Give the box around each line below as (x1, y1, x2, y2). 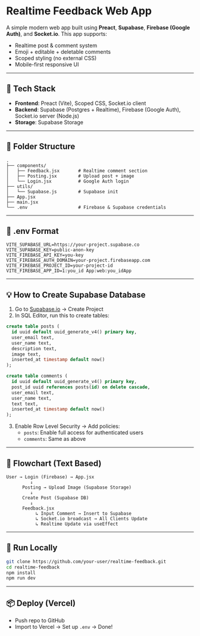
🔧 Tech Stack (6, 84, 56, 94)
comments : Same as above (23, 436, 86, 443)
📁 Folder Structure (6, 141, 76, 152)
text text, (11, 401, 39, 407)
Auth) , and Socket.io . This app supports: (6, 30, 107, 37)
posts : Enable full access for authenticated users (23, 429, 144, 436)
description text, (11, 345, 58, 351)
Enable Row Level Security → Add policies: (14, 422, 120, 430)
